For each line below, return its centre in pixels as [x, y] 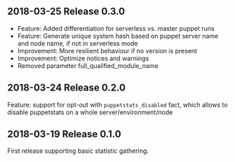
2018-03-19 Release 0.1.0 [64, 134]
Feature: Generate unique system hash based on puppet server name [118, 36]
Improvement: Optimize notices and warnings [83, 58]
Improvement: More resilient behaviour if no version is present [107, 50]
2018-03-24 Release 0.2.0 [67, 88]
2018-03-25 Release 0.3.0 [66, 12]
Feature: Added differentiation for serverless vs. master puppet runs [116, 28]
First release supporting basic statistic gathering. [78, 151]
